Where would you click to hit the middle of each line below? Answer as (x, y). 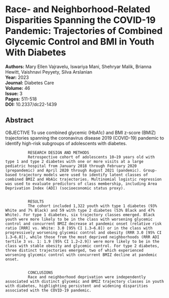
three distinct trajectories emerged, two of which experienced (74, 250)
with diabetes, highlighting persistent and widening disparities (77, 286)
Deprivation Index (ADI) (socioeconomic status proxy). (65, 188)
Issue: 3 (14, 93)
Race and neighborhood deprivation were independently (87, 277)
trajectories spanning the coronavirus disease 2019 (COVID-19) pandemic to (85, 138)
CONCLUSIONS (40, 273)
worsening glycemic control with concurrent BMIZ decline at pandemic (81, 255)
